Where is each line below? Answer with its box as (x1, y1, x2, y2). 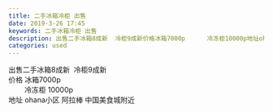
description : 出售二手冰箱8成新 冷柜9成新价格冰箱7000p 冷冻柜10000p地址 (8, 34, 260, 43)
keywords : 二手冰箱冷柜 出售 (8, 27, 97, 35)
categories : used (8, 42, 67, 50)
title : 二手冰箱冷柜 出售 (8, 11, 87, 20)
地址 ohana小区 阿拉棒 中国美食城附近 (8, 95, 136, 105)
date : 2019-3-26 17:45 (8, 19, 85, 27)
